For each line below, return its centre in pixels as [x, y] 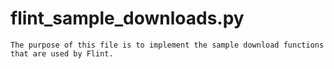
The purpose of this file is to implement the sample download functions [167, 45]
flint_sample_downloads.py [127, 18]
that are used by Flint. [62, 53]
